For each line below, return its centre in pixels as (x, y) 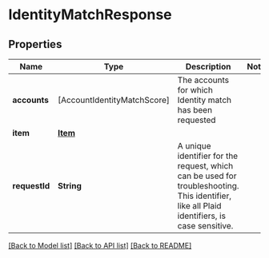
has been (195, 110)
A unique (194, 146)
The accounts (203, 80)
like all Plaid (199, 206)
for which (195, 90)
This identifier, (205, 196)
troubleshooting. (208, 186)
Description (208, 67)
